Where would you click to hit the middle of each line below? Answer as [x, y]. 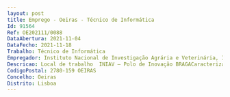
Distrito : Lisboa [32, 83]
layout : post [26, 13]
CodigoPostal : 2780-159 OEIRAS [52, 70]
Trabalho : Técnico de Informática [56, 52]
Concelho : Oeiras [32, 77]
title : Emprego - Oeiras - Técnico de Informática [81, 20]
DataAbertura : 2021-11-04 [44, 39]
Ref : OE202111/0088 [35, 32]
